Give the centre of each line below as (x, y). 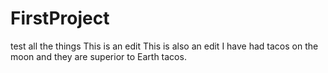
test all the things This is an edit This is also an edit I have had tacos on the (164, 46)
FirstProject (60, 18)
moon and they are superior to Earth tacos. (98, 56)
